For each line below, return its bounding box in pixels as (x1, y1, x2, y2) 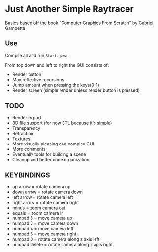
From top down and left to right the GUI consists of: (5, 62, 109, 68)
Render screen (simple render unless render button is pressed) (12, 87, 140, 93)
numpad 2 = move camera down (12, 220, 79, 226)
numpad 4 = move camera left (12, 226, 74, 232)
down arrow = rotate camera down (12, 189, 83, 195)
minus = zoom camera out (12, 205, 65, 211)
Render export (12, 114, 42, 120)
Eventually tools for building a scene (12, 151, 86, 157)
